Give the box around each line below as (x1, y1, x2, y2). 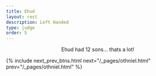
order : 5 (6, 30, 27, 36)
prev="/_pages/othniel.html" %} (6, 63, 83, 70)
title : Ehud (6, 8, 35, 15)
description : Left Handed (6, 19, 69, 25)
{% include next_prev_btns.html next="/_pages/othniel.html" (6, 57, 151, 64)
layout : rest (6, 14, 38, 20)
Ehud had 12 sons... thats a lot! (61, 46, 135, 53)
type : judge (6, 24, 35, 31)
